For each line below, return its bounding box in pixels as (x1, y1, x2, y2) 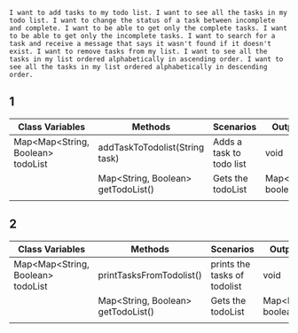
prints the (210, 258, 251, 270)
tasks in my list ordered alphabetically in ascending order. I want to (9, 55, 284, 64)
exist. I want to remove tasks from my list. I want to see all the (9, 47, 268, 56)
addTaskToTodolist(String (98, 141, 205, 153)
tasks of (210, 268, 245, 281)
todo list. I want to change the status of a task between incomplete (9, 16, 276, 25)
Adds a (212, 136, 242, 148)
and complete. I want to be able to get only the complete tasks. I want (9, 24, 288, 33)
